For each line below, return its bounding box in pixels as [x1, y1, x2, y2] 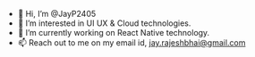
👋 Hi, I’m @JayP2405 [17, 9, 97, 19]
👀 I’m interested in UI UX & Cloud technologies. [17, 18, 191, 28]
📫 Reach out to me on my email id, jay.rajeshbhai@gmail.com [17, 37, 246, 48]
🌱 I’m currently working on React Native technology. [17, 28, 210, 37]
